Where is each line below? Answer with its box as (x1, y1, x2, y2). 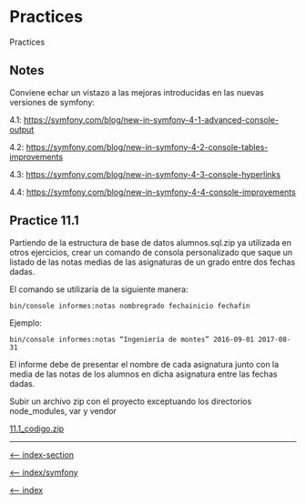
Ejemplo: (9, 317, 43, 328)
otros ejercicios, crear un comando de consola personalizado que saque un (9, 247, 293, 257)
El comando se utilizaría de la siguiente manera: (9, 284, 189, 295)
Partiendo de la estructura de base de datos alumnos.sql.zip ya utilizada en (9, 237, 291, 247)
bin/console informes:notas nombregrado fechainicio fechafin (9, 301, 250, 310)
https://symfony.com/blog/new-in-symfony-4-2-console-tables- (25, 141, 269, 152)
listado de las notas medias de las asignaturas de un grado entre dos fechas (9, 257, 296, 267)
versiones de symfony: (9, 96, 96, 107)
